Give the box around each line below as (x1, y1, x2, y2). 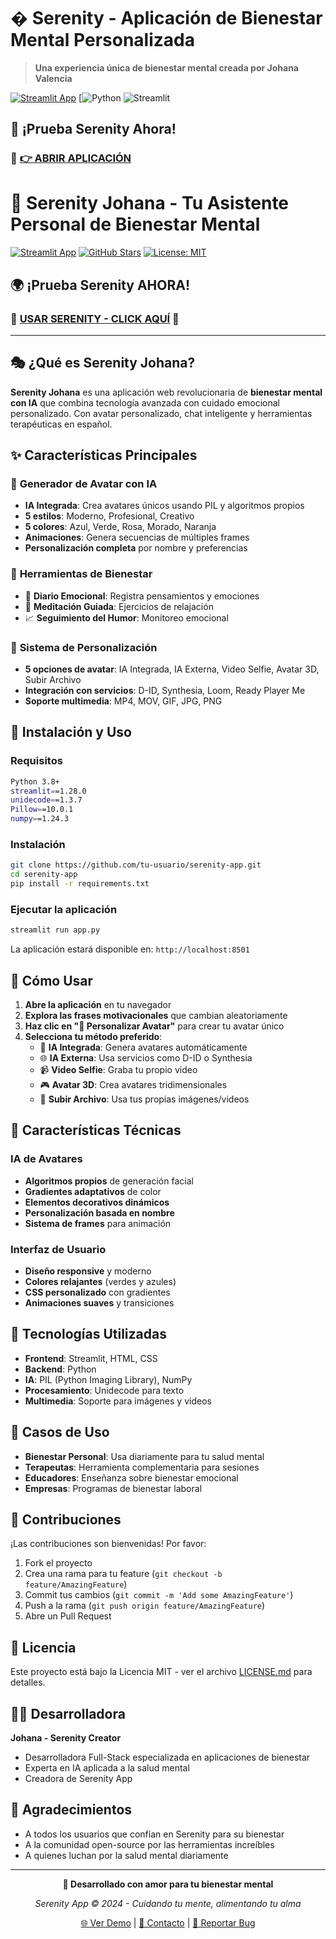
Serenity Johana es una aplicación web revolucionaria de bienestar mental (10, 386, 323, 398)
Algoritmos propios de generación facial (24, 1175, 194, 1187)
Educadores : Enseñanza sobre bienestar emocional (24, 1471, 239, 1484)
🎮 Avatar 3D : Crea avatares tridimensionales (39, 1078, 228, 1090)
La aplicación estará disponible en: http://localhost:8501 (10, 943, 250, 955)
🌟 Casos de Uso (10, 1424, 110, 1441)
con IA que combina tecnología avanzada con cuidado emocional (10, 396, 280, 409)
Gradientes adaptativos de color (24, 1185, 162, 1197)
